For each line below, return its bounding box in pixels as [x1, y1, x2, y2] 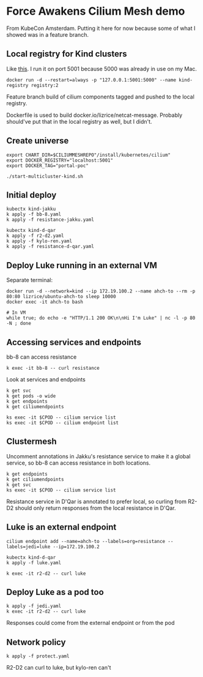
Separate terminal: [6, 277, 53, 284]
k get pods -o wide [6, 393, 56, 399]
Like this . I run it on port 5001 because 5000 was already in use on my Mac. [6, 65, 197, 72]
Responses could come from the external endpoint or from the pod [6, 619, 175, 627]
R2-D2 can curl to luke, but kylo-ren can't [6, 664, 111, 671]
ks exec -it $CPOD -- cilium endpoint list [6, 420, 119, 426]
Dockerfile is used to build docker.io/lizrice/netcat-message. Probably [6, 111, 183, 119]
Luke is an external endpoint [6, 522, 117, 533]
